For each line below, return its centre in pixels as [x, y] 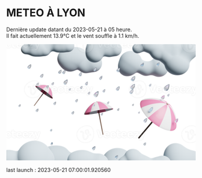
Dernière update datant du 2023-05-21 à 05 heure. [69, 29]
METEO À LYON [46, 13]
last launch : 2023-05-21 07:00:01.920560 [59, 170]
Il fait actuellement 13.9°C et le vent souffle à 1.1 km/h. [73, 35]
